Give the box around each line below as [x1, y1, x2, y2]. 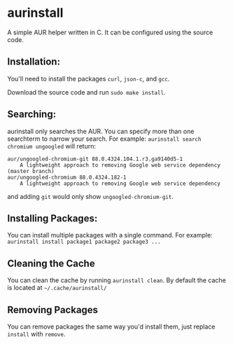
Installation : [7, 56, 61, 68]
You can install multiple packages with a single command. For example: [7, 231, 213, 240]
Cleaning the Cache [7, 257, 96, 269]
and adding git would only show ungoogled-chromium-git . [7, 192, 174, 200]
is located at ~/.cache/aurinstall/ [7, 284, 107, 292]
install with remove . [7, 330, 66, 338]
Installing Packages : [7, 212, 98, 224]
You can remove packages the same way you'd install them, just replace [7, 322, 216, 331]
